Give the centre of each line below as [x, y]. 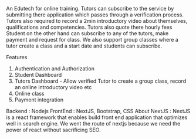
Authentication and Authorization [55, 69]
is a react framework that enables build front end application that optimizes [97, 117]
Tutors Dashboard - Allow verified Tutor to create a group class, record [100, 81]
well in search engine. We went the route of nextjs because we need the [93, 123]
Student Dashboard [38, 75]
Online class [29, 94]
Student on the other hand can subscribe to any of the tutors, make [87, 33]
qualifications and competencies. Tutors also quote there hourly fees [89, 27]
